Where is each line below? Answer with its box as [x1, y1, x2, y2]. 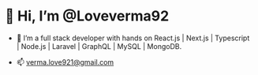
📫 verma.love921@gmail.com [16, 57, 114, 66]
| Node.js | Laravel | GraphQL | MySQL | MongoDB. [16, 41, 182, 51]
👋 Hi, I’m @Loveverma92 [5, 7, 170, 25]
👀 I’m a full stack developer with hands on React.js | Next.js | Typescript [16, 33, 250, 43]
